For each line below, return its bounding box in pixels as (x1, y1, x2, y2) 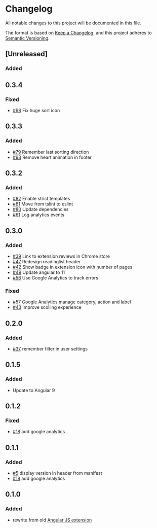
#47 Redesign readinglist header (12, 259, 81, 264)
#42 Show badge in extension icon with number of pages (12, 264, 133, 270)
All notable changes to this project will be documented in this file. (5, 20, 142, 26)
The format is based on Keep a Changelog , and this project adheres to (5, 29, 152, 36)
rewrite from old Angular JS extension (12, 517, 92, 523)
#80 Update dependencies (12, 206, 69, 213)
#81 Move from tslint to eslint (12, 201, 73, 207)
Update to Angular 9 (12, 387, 55, 393)
